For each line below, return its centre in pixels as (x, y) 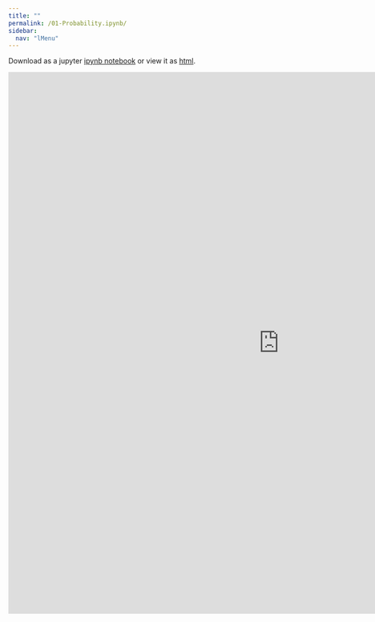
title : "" (25, 16)
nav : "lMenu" (37, 38)
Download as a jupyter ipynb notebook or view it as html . (102, 61)
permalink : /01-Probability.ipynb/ (68, 23)
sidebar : (23, 30)
